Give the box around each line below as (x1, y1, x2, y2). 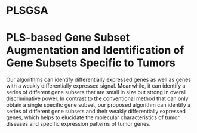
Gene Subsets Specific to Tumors (6, 56, 176, 70)
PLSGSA (6, 4, 49, 17)
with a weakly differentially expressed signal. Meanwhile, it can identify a (6, 82, 186, 89)
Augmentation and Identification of (6, 44, 184, 57)
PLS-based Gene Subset (6, 31, 130, 45)
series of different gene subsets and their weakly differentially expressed (6, 108, 186, 115)
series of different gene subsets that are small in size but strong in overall (6, 89, 187, 96)
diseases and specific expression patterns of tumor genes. (6, 120, 151, 128)
